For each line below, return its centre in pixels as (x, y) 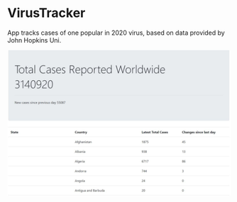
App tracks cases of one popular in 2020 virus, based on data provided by (116, 33)
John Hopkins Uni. (34, 40)
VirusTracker (46, 13)
